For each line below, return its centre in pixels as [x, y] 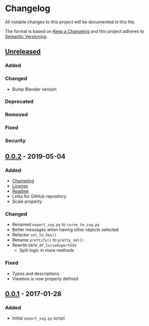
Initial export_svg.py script [38, 318]
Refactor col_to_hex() [34, 235]
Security [15, 141]
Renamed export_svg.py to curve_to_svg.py [56, 225]
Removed [17, 114]
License [20, 186]
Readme [20, 191]
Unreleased [23, 52]
